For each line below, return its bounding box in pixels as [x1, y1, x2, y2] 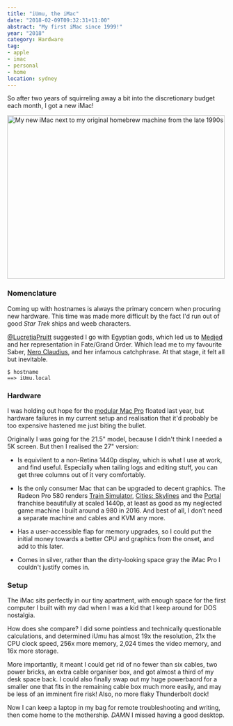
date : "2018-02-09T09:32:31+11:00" [7, 17, 111, 24]
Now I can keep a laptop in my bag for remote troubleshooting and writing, [7, 704, 220, 712]
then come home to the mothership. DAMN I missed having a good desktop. [7, 711, 225, 719]
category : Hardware [7, 36, 64, 43]
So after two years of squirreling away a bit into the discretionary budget [7, 94, 216, 103]
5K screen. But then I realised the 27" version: [7, 442, 139, 451]
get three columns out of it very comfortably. [17, 470, 146, 478]
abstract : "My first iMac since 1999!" [7, 23, 123, 30]
